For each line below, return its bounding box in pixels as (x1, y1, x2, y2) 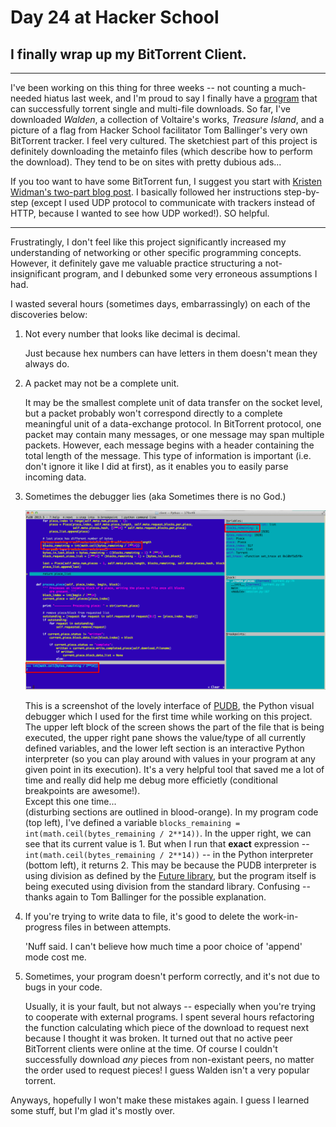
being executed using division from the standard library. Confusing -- (24, 880, 311, 892)
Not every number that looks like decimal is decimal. (24, 328, 241, 340)
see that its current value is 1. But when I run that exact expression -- (24, 837, 310, 850)
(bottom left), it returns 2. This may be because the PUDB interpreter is (24, 859, 317, 871)
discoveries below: (10, 309, 88, 320)
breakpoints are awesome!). (24, 784, 141, 796)
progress (24, 921, 63, 933)
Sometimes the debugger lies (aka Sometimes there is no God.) (24, 491, 287, 502)
